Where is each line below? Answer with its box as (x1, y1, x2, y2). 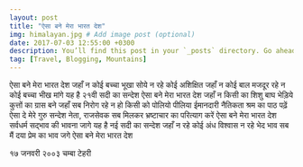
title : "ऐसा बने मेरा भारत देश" (9, 22, 106, 31)
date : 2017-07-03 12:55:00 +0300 (9, 38, 135, 48)
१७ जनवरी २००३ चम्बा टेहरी (9, 148, 92, 158)
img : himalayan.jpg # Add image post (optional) (9, 30, 196, 39)
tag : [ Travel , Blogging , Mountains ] (9, 55, 147, 64)
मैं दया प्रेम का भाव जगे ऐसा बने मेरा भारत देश (9, 130, 133, 140)
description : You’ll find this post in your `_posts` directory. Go (9, 47, 272, 56)
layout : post (9, 13, 59, 22)
